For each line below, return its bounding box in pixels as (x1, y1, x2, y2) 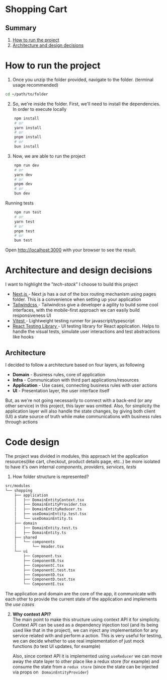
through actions (5, 419, 38, 425)
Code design (5, 437, 59, 448)
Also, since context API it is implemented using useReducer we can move (12, 653, 162, 659)
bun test (14, 238, 33, 243)
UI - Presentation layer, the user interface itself (12, 387, 110, 393)
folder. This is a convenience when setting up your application (12, 296, 142, 303)
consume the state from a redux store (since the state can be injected (12, 664, 158, 670)
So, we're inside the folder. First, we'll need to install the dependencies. (12, 101, 161, 107)
